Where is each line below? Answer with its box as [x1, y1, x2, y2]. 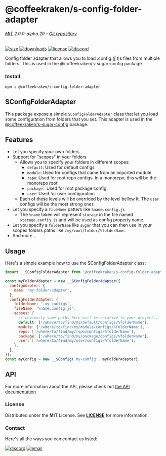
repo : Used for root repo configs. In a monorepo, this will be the [27, 175, 157, 181]
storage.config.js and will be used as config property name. [19, 217, 145, 223]
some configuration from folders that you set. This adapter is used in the [5, 116, 153, 122]
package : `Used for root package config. [27, 185, 108, 191]
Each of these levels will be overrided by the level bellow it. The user [19, 196, 159, 202]
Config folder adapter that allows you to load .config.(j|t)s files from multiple [5, 55, 160, 61]
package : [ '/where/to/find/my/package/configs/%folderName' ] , [18, 333, 149, 339]
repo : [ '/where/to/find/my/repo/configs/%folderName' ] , [18, 329, 136, 334]
